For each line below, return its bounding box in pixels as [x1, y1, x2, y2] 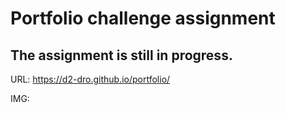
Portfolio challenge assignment [10, 7, 276, 30]
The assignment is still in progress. [10, 47, 233, 64]
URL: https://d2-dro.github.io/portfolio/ [10, 73, 171, 85]
